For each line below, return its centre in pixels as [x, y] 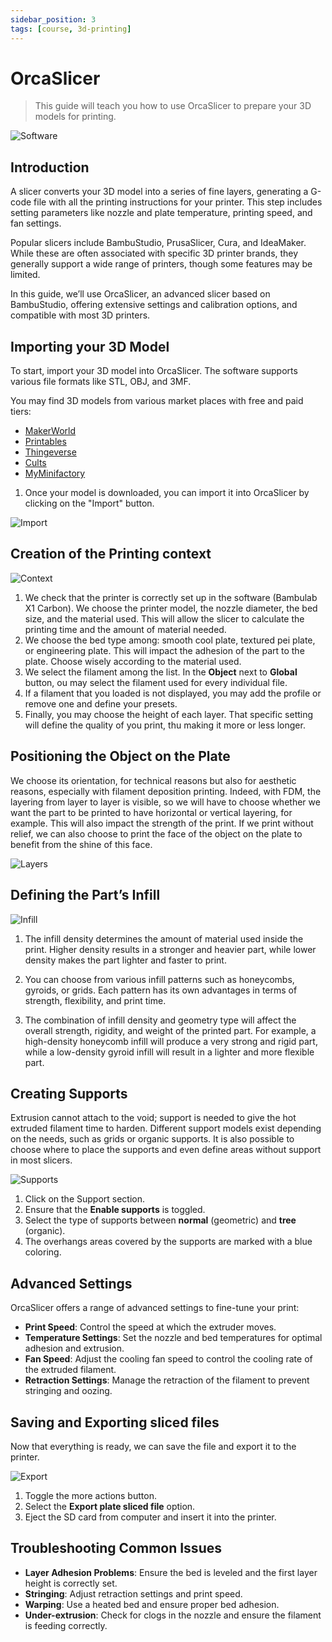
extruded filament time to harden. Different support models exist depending [166, 1128]
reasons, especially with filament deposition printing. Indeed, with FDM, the [166, 791]
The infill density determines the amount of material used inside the [164, 938]
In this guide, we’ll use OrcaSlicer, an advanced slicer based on [140, 294]
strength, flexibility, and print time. [95, 1000]
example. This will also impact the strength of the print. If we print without [162, 823]
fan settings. [36, 223]
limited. [25, 275]
